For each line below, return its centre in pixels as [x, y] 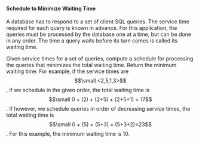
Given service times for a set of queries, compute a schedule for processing [100, 59]
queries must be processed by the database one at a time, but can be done [99, 34]
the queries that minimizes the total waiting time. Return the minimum [91, 65]
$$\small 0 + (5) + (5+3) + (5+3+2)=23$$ [100, 124]
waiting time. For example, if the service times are [68, 71]
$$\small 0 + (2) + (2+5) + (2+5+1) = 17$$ [100, 99]
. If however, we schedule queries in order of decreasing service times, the [98, 109]
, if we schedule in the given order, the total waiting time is [78, 90]
